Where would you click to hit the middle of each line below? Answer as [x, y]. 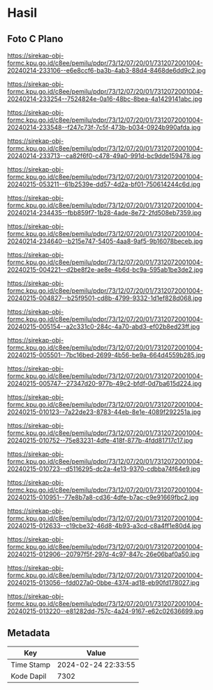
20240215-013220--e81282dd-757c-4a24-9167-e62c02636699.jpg [105, 611]
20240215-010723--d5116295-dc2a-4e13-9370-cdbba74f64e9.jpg [104, 469]
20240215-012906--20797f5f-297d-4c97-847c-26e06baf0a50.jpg [104, 554]
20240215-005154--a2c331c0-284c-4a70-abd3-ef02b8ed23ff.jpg [104, 326]
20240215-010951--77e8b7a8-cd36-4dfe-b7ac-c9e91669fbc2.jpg [103, 497]
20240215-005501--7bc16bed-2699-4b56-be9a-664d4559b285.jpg [106, 355]
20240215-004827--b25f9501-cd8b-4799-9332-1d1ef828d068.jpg [105, 298]
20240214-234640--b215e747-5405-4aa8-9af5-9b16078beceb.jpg [105, 241]
